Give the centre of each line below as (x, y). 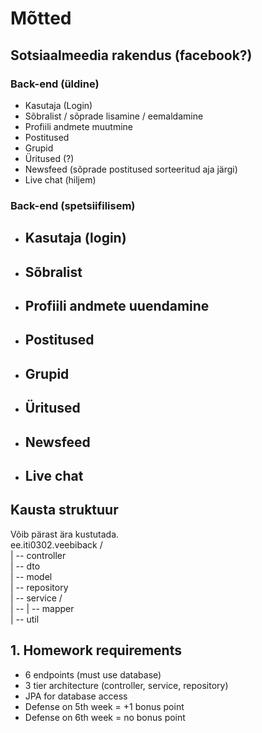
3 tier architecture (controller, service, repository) (126, 685)
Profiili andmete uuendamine (117, 305)
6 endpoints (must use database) (93, 674)
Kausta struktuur (64, 510)
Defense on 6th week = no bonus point (105, 717)
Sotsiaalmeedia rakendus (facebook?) (131, 55)
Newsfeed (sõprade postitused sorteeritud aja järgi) (131, 169)
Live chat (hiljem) (60, 179)
